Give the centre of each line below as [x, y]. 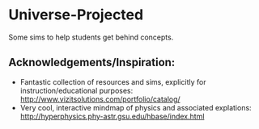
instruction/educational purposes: [76, 90]
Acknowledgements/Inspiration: [92, 62]
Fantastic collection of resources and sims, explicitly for [113, 81]
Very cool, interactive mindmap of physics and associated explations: [136, 107]
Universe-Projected [76, 15]
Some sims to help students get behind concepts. [91, 37]
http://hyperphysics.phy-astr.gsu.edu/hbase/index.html [112, 116]
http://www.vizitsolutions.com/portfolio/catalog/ [100, 99]
